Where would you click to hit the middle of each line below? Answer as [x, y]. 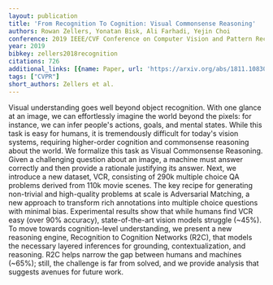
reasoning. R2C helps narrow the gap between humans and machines [125, 254]
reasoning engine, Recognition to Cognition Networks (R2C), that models [130, 237]
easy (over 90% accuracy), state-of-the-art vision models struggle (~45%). [135, 220]
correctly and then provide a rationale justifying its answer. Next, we [123, 168]
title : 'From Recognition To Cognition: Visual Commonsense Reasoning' [132, 24]
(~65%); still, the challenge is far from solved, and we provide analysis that [134, 263]
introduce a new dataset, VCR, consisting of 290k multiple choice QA [124, 177]
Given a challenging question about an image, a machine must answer [126, 159]
